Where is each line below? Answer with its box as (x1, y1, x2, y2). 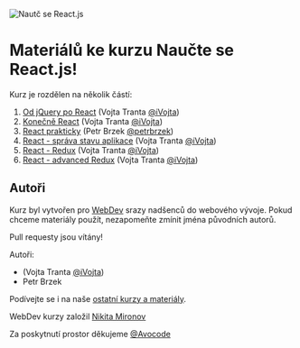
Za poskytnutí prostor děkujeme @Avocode (9, 328, 172, 339)
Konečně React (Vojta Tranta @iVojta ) (22, 115, 163, 126)
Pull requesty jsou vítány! (9, 231, 104, 243)
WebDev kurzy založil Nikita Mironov (9, 311, 146, 322)
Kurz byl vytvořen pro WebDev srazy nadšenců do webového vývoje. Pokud (9, 204, 293, 215)
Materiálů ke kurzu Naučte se (9, 41, 235, 60)
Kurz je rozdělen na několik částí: (9, 88, 133, 99)
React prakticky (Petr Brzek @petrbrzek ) (22, 125, 174, 136)
